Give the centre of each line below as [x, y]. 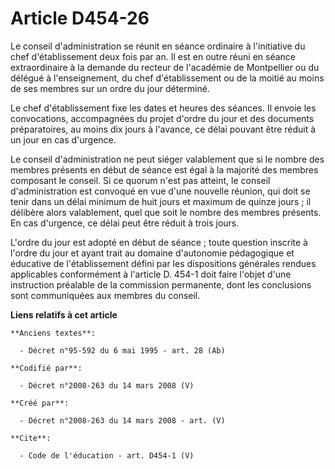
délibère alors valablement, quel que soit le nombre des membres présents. [166, 212]
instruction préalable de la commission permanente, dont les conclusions [161, 284]
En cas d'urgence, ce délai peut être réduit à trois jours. [125, 223]
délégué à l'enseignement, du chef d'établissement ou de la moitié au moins [167, 78]
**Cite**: [31, 438]
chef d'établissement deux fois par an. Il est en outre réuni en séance [153, 56]
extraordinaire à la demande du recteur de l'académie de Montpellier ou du [165, 67]
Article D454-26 [80, 18]
